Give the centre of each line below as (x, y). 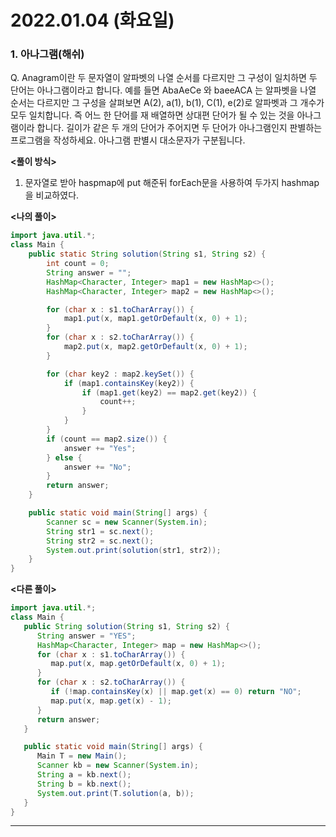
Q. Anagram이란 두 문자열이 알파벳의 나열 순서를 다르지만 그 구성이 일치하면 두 (164, 78)
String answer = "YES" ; (86, 636)
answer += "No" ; (97, 467)
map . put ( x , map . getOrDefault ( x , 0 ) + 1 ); (138, 664)
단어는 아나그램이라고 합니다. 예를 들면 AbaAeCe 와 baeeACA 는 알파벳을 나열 (163, 90)
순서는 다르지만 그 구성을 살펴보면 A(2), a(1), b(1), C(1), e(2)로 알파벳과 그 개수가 (167, 103)
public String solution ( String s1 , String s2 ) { (126, 626)
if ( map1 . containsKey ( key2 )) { (129, 383)
